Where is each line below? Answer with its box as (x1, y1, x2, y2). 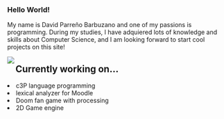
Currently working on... (15, 63, 119, 74)
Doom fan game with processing (16, 96, 109, 105)
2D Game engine (16, 104, 64, 112)
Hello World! (7, 5, 51, 15)
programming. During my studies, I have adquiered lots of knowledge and (7, 28, 218, 36)
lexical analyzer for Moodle (16, 89, 94, 97)
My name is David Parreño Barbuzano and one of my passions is (7, 21, 192, 29)
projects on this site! (7, 43, 65, 51)
